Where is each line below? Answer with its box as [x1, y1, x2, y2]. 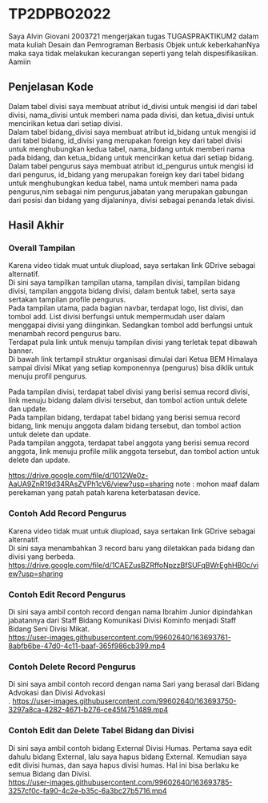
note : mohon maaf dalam [175, 479, 260, 489]
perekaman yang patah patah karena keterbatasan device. [8, 488, 201, 497]
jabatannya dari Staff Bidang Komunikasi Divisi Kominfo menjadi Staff [8, 615, 237, 626]
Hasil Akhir [8, 218, 65, 233]
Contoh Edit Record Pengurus [8, 589, 126, 600]
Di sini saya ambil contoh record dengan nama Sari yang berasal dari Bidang [8, 679, 260, 689]
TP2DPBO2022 [8, 5, 111, 23]
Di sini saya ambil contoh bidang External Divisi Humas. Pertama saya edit [8, 743, 252, 752]
